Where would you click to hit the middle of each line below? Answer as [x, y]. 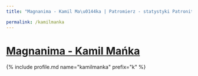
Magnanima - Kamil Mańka [73, 51]
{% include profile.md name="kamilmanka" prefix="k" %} [76, 67]
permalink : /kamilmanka [35, 22]
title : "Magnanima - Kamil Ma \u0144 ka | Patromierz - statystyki [88, 11]
